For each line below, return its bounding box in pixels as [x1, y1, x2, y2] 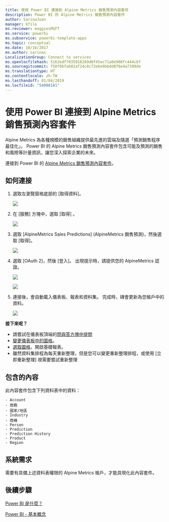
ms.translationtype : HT [5, 69, 55, 74]
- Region [5, 440, 24, 445]
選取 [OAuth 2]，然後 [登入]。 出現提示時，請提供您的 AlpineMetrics [12, 258, 154, 264]
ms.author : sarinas [5, 50, 46, 55]
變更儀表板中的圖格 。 [12, 338, 57, 344]
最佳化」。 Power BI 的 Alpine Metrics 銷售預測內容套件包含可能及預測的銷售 [5, 143, 163, 149]
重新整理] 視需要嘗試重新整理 [17, 357, 78, 363]
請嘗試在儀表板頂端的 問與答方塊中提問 [12, 331, 92, 338]
